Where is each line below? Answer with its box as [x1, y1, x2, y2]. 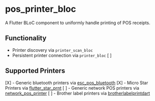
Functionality [5, 34, 47, 42]
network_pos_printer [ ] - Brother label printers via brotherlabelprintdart [5, 90, 150, 96]
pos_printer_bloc [5, 3, 76, 15]
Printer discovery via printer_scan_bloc [12, 47, 93, 53]
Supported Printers [5, 67, 65, 75]
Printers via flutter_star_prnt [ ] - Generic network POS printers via [5, 85, 139, 91]
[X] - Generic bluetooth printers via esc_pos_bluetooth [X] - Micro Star [5, 80, 149, 86]
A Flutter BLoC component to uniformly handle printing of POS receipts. [5, 20, 151, 26]
